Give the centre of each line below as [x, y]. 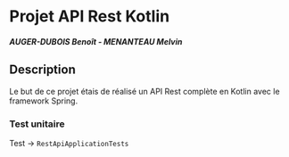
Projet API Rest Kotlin [90, 17]
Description [42, 70]
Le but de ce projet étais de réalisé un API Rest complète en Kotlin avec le [144, 91]
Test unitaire [37, 124]
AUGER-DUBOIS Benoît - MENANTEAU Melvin [96, 41]
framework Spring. [44, 101]
